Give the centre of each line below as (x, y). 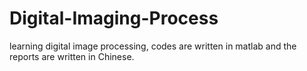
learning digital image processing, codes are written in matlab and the (153, 46)
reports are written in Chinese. (72, 56)
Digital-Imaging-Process (114, 18)
